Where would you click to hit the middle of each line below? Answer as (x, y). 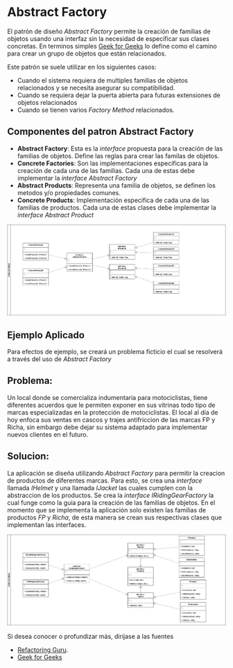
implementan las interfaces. (47, 524)
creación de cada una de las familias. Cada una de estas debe (106, 170)
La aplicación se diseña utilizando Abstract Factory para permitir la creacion (116, 473)
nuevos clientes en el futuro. (48, 434)
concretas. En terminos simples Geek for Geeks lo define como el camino (112, 46)
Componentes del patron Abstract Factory (101, 132)
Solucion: (28, 457)
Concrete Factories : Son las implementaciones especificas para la (112, 163)
